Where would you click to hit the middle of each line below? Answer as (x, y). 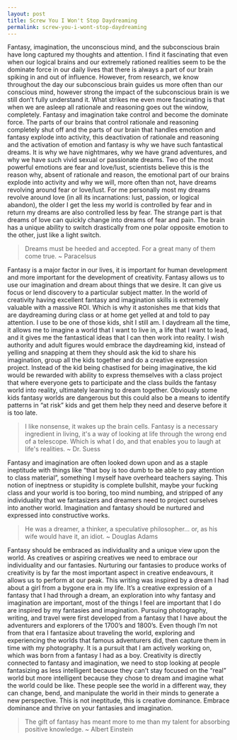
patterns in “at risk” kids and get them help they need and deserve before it (117, 405)
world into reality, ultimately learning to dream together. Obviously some (112, 391)
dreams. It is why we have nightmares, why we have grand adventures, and (117, 152)
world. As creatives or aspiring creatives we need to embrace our (103, 558)
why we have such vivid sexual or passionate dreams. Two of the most (110, 160)
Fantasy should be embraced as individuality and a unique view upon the (114, 550)
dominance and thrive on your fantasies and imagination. (90, 708)
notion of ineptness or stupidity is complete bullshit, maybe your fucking (112, 485)
